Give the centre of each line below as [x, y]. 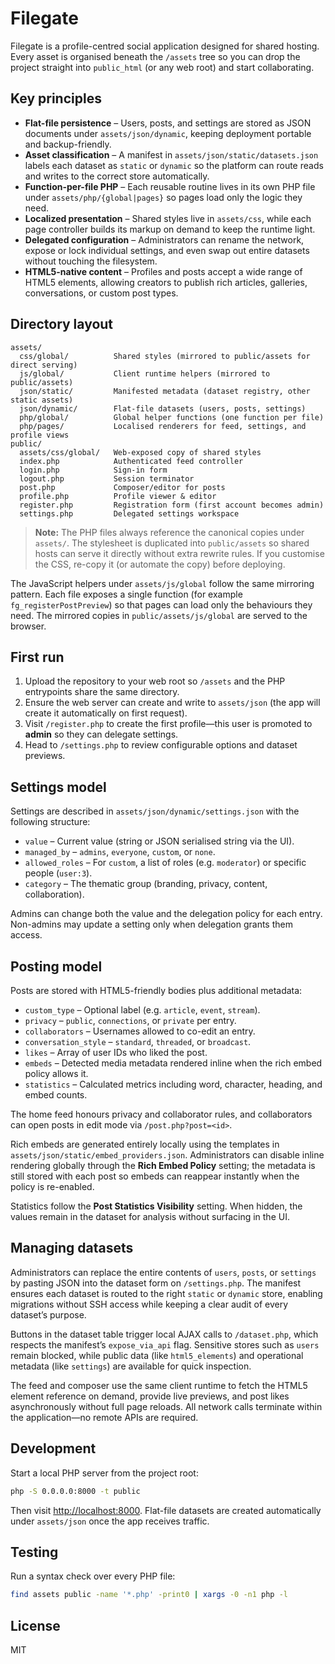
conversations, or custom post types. [101, 293]
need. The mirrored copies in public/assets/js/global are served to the [159, 615]
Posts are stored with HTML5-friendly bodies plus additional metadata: [156, 990]
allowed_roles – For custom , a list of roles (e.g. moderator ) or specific [165, 863]
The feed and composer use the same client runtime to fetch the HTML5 [159, 1385]
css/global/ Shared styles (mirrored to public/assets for [165, 356]
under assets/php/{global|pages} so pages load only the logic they [163, 197]
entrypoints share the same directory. [102, 692]
